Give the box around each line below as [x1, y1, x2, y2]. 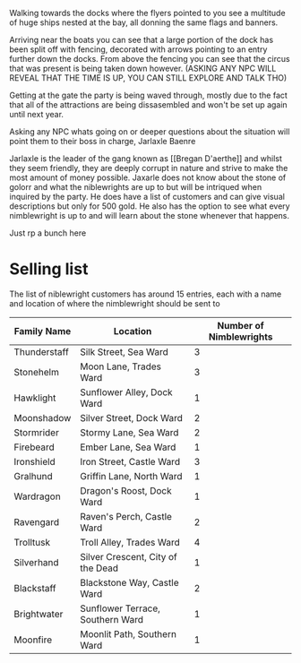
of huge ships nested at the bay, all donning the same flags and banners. [9, 17, 279, 28]
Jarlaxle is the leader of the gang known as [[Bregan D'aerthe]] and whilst [9, 153, 282, 164]
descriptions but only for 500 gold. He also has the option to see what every [9, 201, 290, 211]
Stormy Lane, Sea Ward [80, 426, 179, 438]
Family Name [13, 324, 72, 337]
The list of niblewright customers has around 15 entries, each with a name [9, 288, 282, 299]
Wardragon [13, 490, 61, 503]
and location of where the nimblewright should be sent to [9, 297, 221, 308]
